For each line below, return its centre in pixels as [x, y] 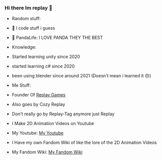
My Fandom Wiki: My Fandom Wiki [47, 152]
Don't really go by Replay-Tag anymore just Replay [63, 114]
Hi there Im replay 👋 [29, 8]
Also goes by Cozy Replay [38, 104]
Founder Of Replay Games [39, 95]
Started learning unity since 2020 [46, 57]
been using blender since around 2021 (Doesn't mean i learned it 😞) [81, 76]
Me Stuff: [21, 85]
